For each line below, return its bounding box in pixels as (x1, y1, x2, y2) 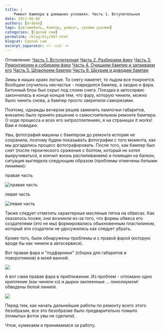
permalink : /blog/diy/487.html (5, 35, 69, 39)
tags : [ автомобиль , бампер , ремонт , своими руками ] (5, 25, 112, 30)
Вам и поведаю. (5, 122, 38, 128)
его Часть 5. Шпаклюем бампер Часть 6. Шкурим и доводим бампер (5, 67, 149, 73)
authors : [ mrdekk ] (5, 20, 42, 26)
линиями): (5, 163, 26, 169)
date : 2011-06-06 (5, 16, 40, 21)
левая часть (5, 191, 31, 197)
